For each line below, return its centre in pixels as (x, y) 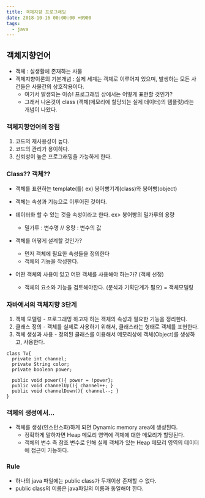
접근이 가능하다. (50, 450)
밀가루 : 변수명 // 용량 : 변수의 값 (63, 228)
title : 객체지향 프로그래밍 (36, 12)
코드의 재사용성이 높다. (42, 141)
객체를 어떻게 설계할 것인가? (49, 240)
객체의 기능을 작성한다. (51, 261)
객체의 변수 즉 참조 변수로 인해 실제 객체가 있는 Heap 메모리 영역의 (103, 443)
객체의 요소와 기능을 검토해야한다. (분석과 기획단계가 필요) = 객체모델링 (109, 287)
